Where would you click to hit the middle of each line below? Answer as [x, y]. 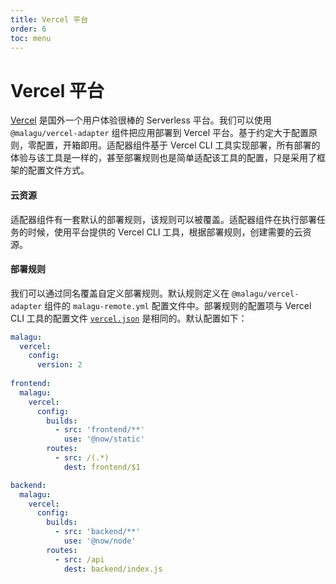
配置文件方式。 [58, 170]
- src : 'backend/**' [97, 532]
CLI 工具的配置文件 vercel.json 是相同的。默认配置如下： [129, 318]
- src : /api [79, 559]
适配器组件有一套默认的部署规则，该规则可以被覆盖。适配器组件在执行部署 [163, 219]
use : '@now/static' [104, 439]
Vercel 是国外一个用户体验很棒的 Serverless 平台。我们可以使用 [141, 120]
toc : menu [31, 38]
